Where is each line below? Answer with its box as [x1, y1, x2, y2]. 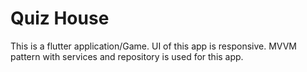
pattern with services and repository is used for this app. [10, 50, 244, 62]
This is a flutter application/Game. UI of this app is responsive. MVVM [10, 40, 297, 52]
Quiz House [10, 7, 110, 30]
